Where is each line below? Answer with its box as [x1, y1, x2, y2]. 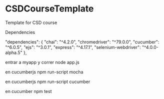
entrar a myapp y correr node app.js [5, 59, 80, 65]
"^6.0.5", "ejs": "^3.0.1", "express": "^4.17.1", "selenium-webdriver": [5, 44, 141, 50]
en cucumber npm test [5, 88, 52, 94]
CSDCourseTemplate [5, 3, 94, 14]
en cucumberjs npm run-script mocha [5, 68, 83, 75]
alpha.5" [5, 49, 22, 55]
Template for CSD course [5, 19, 57, 25]
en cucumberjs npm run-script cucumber [5, 78, 90, 84]
